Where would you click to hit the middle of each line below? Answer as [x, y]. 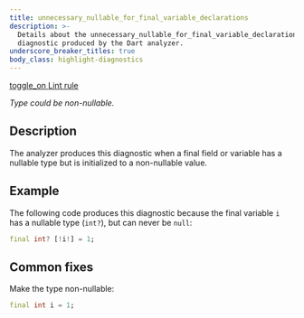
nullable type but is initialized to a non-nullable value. [109, 163]
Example [34, 191]
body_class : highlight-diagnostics [76, 60]
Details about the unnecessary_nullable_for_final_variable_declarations [159, 34]
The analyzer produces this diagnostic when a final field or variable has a [146, 153]
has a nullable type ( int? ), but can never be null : [101, 222]
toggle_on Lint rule [44, 85]
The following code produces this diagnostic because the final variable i [145, 212]
